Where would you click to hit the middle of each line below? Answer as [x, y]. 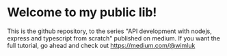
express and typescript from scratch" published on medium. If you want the [114, 38]
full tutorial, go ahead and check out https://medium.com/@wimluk [101, 45]
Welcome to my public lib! [82, 12]
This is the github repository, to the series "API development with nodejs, [109, 31]
